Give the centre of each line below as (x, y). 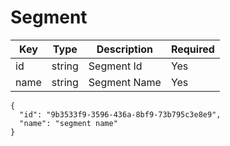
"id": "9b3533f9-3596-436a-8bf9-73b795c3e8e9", (120, 114)
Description (125, 49)
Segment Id (115, 66)
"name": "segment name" (68, 123)
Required (192, 49)
